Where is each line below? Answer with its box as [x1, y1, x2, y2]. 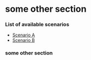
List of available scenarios [5, 21, 69, 28]
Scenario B [12, 37, 35, 43]
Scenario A [12, 32, 35, 38]
